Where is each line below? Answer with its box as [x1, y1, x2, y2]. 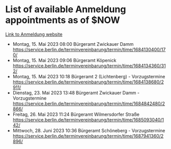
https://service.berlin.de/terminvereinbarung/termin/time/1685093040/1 [12, 116, 164, 123]
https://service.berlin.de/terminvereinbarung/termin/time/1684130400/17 [12, 46, 166, 52]
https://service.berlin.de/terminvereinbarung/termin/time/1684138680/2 [12, 79, 164, 85]
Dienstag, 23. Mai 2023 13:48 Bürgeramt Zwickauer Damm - [12, 90, 140, 96]
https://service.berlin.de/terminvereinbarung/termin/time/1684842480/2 [12, 100, 165, 106]
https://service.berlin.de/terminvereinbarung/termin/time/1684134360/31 [12, 63, 166, 69]
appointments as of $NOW [5, 14, 120, 26]
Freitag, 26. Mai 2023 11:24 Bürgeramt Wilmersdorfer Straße [12, 111, 139, 117]
